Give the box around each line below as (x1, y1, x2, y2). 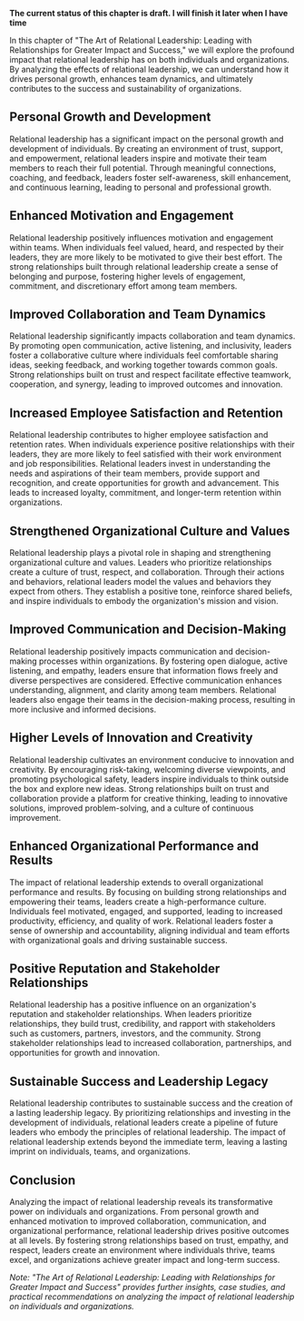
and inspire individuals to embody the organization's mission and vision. (9, 596, 279, 606)
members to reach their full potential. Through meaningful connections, (9, 163, 277, 173)
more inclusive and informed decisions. (9, 704, 157, 715)
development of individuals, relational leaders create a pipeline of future (9, 1117, 279, 1129)
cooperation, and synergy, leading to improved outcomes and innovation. (9, 379, 283, 389)
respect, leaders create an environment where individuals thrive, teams (9, 1244, 275, 1256)
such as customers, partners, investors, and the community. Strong (9, 1028, 261, 1039)
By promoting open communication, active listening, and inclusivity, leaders (9, 340, 292, 351)
